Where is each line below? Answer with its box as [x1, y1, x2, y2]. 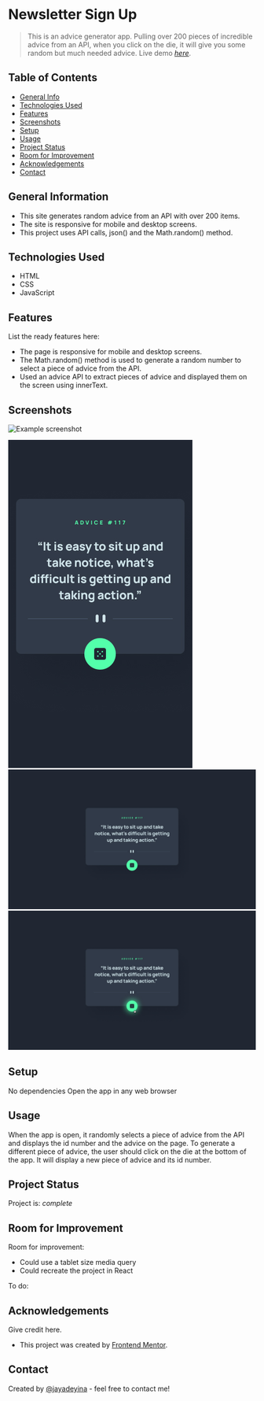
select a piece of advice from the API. [19, 364, 141, 373]
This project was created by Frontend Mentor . [19, 1340, 168, 1350]
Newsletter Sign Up [8, 6, 137, 24]
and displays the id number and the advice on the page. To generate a [8, 1138, 236, 1148]
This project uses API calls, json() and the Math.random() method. [19, 227, 233, 237]
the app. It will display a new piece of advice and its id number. [8, 1155, 212, 1164]
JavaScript [19, 288, 55, 298]
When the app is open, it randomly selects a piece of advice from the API [8, 1129, 245, 1139]
